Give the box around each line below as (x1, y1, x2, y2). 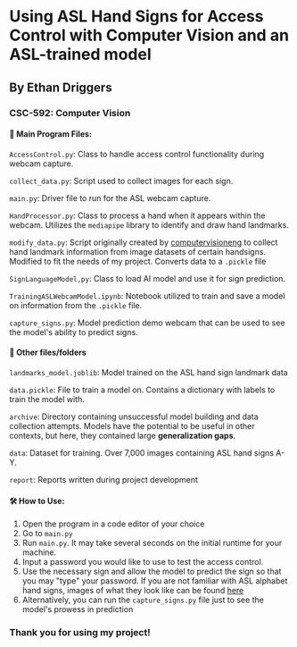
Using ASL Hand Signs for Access (9, 6, 265, 27)
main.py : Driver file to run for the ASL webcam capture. (9, 192, 211, 203)
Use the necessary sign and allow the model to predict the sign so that (21, 566, 282, 577)
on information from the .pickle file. (9, 299, 143, 310)
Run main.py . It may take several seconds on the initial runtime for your (21, 538, 283, 549)
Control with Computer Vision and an (9, 25, 290, 46)
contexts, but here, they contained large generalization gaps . (9, 430, 236, 441)
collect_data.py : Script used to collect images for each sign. (9, 175, 234, 186)
